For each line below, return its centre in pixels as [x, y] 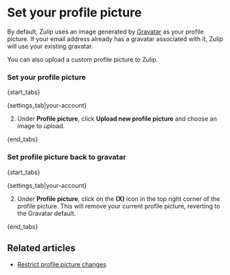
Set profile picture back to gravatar [67, 157]
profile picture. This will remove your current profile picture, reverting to [118, 206]
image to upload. [41, 126]
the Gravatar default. [46, 213]
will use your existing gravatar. [50, 46]
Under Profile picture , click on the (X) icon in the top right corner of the [118, 199]
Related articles [41, 248]
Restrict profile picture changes [61, 265]
